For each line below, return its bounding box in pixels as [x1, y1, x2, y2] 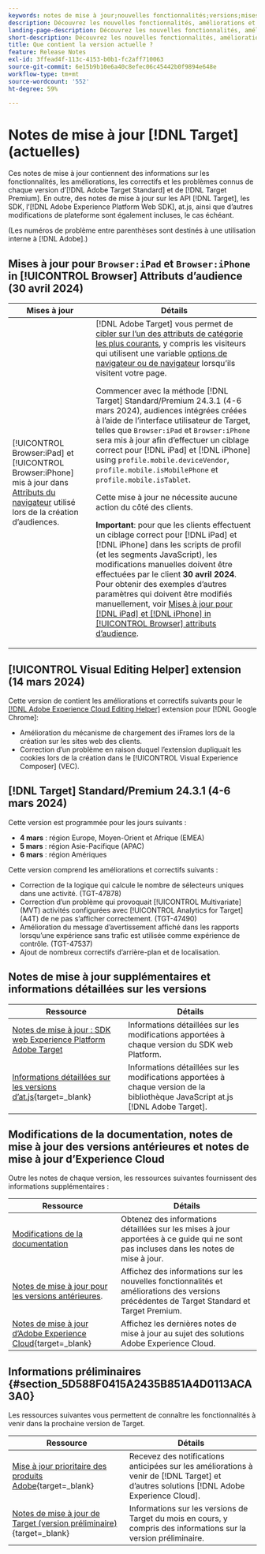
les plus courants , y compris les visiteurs [95, 338, 247, 349]
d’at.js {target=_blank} [12, 1091, 91, 1102]
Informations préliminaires [8, 1365, 142, 1378]
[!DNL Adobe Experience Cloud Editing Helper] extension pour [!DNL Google [8, 704, 257, 714]
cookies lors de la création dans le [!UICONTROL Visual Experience [19, 753, 239, 762]
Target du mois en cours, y [129, 1513, 229, 1524]
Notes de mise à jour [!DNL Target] [8, 125, 239, 144]
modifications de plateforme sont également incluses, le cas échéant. [8, 211, 234, 220]
